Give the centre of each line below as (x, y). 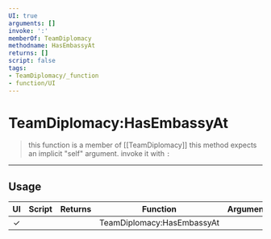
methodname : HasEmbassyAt (52, 46)
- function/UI (32, 83)
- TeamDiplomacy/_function (54, 76)
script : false (32, 61)
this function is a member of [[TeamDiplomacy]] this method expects (142, 145)
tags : (17, 68)
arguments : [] (32, 23)
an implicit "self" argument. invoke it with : (99, 154)
